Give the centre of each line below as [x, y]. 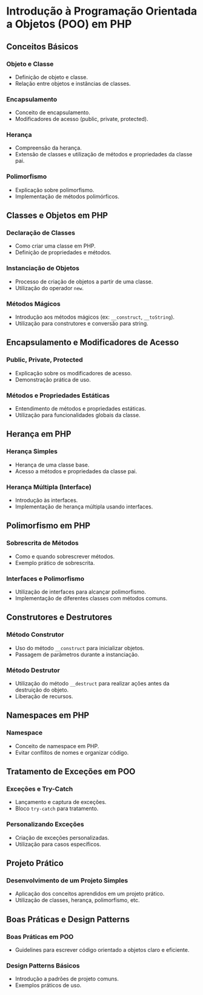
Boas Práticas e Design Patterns [68, 919]
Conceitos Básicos [42, 47]
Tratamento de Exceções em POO [71, 771]
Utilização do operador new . [49, 288]
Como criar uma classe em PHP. [55, 246]
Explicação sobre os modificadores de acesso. [73, 373]
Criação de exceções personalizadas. [62, 837]
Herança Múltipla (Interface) [49, 487]
